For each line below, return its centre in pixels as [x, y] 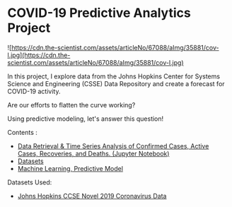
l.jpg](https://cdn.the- [39, 55]
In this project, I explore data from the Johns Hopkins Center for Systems [114, 76]
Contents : [22, 132]
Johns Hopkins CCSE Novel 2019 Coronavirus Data [92, 196]
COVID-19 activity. [34, 91]
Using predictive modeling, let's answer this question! [86, 119]
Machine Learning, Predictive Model [70, 168]
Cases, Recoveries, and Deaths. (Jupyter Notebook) [93, 153]
